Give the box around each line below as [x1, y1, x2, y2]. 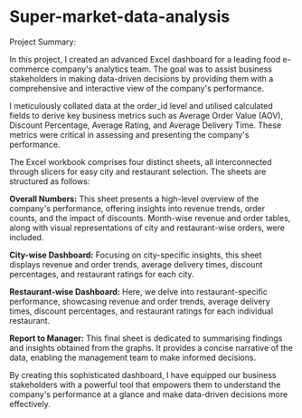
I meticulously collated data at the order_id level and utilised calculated [9, 100, 273, 111]
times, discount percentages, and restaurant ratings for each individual [9, 306, 274, 316]
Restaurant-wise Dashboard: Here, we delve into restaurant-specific [9, 286, 269, 296]
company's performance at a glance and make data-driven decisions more [9, 388, 288, 400]
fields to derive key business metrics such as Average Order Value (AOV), [9, 110, 283, 121]
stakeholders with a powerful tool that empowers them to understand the [9, 379, 281, 390]
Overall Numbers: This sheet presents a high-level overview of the [9, 193, 260, 204]
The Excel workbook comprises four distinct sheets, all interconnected [9, 156, 273, 167]
